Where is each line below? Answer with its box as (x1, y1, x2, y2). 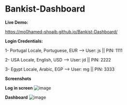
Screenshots (5, 75, 32, 81)
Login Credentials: (5, 38, 43, 44)
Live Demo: (5, 19, 28, 25)
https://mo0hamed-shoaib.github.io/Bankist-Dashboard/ (5, 29, 118, 34)
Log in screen (5, 85, 33, 90)
